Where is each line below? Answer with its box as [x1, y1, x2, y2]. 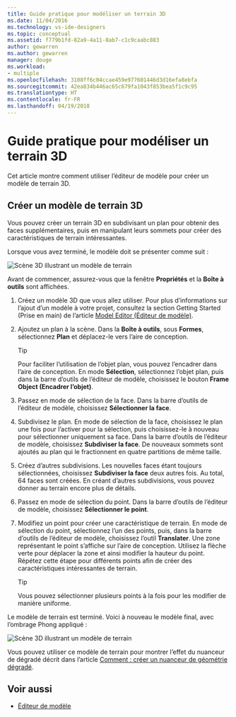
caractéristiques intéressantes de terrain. [17, 564, 138, 572]
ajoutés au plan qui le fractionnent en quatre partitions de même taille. [17, 447, 222, 456]
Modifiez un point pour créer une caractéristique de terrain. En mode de [17, 519, 228, 527]
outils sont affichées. [7, 282, 69, 290]
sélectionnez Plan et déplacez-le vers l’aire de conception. [17, 332, 189, 341]
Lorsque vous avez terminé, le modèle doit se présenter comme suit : [7, 247, 209, 256]
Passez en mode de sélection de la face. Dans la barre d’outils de [17, 396, 208, 405]
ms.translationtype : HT [7, 89, 78, 96]
